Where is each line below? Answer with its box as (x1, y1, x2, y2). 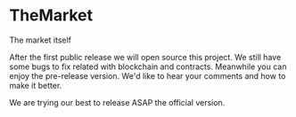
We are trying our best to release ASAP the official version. (9, 97, 226, 107)
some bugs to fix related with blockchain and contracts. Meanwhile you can (9, 61, 287, 72)
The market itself (9, 35, 72, 45)
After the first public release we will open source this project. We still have (9, 51, 282, 62)
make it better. (9, 80, 62, 90)
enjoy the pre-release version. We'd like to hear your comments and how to (9, 70, 286, 81)
